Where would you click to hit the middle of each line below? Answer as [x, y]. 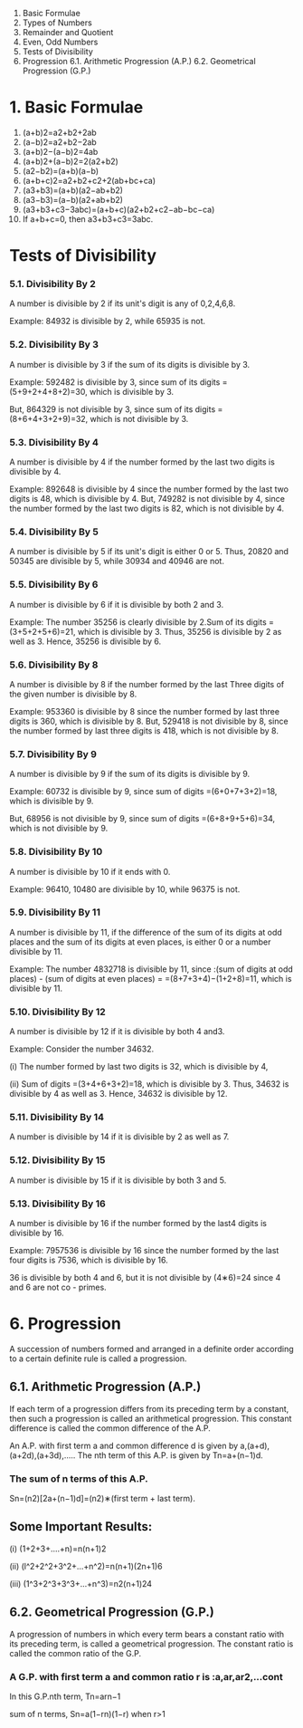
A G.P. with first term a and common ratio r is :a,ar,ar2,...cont [146, 1676]
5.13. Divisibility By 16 [57, 1204]
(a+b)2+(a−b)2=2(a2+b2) [71, 161]
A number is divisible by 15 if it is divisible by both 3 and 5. [118, 1180]
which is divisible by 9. [52, 802]
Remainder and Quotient [68, 32]
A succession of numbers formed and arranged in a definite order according [151, 1349]
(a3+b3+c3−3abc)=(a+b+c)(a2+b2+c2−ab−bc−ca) [118, 209]
